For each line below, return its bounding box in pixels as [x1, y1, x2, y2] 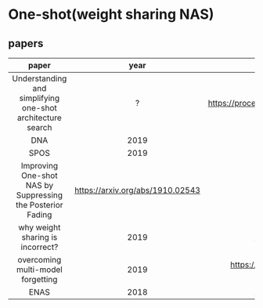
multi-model [16, 264, 63, 275]
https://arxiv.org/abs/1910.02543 [74, 185, 201, 195]
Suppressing [16, 190, 63, 201]
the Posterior [15, 200, 64, 210]
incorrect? [20, 241, 59, 252]
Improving [20, 161, 59, 171]
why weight [18, 222, 61, 233]
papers [8, 37, 44, 50]
